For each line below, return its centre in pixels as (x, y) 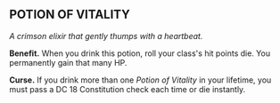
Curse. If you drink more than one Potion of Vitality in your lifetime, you (140, 80)
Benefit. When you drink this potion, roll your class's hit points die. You (140, 53)
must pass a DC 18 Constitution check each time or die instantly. (128, 89)
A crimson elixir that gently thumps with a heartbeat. (106, 36)
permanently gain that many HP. (68, 62)
